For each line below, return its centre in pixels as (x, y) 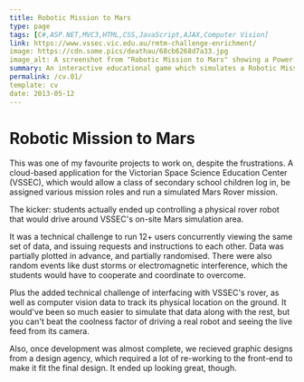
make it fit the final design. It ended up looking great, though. (123, 368)
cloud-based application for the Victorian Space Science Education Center (148, 173)
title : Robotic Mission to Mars (70, 18)
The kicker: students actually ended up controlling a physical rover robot (145, 210)
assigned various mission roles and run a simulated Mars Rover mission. (144, 192)
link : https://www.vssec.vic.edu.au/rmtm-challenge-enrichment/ (133, 43)
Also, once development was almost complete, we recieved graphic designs (151, 349)
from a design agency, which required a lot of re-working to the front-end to (151, 358)
